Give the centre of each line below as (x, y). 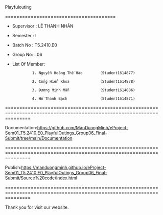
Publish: (13, 167)
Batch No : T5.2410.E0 (35, 45)
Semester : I (24, 36)
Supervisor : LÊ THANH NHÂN (43, 26)
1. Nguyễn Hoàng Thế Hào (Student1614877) (84, 73)
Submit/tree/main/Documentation (39, 138)
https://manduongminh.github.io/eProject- (64, 167)
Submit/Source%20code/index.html (41, 178)
